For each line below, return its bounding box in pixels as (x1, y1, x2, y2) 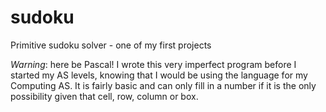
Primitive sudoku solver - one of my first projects (10, 39, 212, 51)
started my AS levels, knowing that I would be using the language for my (10, 69, 308, 81)
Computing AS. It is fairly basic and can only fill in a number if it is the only (10, 79, 317, 91)
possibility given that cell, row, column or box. (10, 90, 199, 102)
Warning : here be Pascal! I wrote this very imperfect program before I (10, 58, 297, 70)
